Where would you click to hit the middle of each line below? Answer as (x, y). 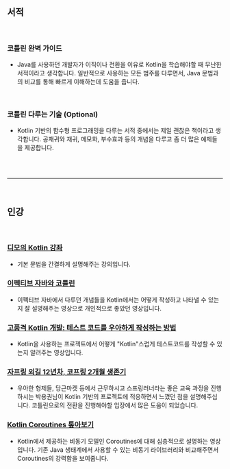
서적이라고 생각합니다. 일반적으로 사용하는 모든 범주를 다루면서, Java (108, 73)
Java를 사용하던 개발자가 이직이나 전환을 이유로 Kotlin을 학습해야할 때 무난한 (119, 64)
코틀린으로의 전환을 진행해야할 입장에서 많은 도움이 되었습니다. (115, 405)
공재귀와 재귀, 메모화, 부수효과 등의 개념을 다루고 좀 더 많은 (121, 139)
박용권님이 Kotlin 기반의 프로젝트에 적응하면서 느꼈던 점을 (112, 397)
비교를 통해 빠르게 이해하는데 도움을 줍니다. (82, 82)
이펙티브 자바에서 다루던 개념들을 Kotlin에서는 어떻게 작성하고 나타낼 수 (112, 300)
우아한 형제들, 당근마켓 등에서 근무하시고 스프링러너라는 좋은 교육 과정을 (113, 388)
